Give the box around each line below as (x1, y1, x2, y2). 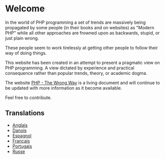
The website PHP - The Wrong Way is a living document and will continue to (5, 80, 160, 86)
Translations (5, 109, 45, 117)
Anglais (12, 122, 28, 128)
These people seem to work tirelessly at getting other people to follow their (5, 45, 158, 51)
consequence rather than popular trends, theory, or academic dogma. (5, 70, 147, 76)
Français (12, 138, 30, 144)
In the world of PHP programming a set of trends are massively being (5, 19, 146, 25)
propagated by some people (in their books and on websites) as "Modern (5, 24, 155, 30)
